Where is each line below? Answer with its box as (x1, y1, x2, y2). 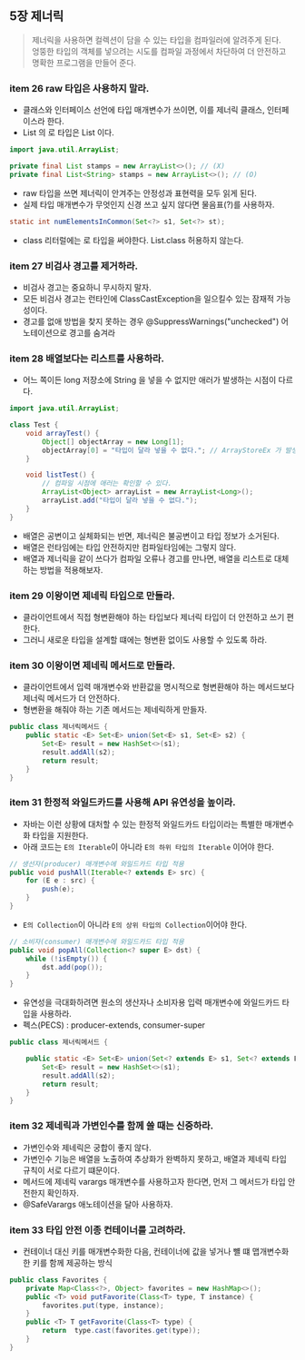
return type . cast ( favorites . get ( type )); (42, 1326, 202, 1335)
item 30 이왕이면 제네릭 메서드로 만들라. (9, 659, 176, 672)
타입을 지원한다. (32, 830, 89, 841)
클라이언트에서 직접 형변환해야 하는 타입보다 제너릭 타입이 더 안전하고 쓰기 (22, 612, 285, 622)
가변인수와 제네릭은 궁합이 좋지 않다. (22, 1142, 152, 1153)
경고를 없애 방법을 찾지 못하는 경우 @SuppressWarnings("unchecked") (22, 316, 280, 327)
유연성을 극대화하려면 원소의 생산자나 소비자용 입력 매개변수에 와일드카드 (22, 997, 280, 1008)
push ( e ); (42, 884, 75, 894)
